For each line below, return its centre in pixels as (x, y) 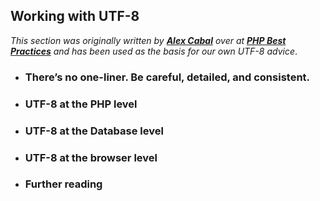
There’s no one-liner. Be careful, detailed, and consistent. (167, 77)
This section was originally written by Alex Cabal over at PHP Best (148, 40)
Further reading (63, 184)
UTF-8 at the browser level (91, 157)
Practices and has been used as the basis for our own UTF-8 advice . (154, 51)
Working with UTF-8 (75, 16)
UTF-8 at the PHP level (81, 104)
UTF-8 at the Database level (94, 131)
